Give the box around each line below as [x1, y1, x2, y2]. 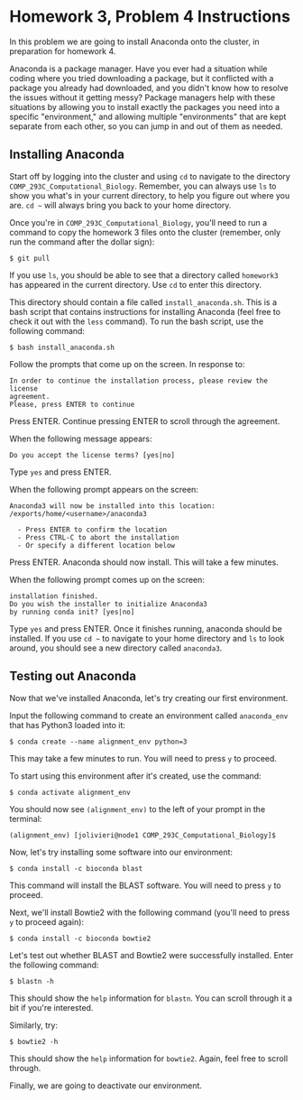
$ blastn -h [9, 976, 54, 985]
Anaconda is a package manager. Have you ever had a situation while [9, 63, 268, 74]
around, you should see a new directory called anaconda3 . [9, 642, 223, 653]
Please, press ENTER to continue [9, 400, 135, 409]
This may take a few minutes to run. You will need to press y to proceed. [9, 753, 278, 763]
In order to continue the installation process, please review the [9, 376, 269, 385]
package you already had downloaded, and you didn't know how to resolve [9, 82, 289, 93]
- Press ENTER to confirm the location [17, 525, 168, 534]
